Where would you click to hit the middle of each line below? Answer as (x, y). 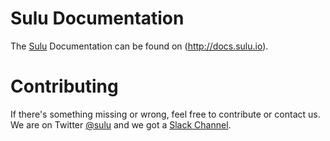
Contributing (64, 86)
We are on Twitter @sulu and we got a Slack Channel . (121, 124)
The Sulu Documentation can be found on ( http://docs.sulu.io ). (139, 46)
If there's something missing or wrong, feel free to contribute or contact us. (165, 114)
